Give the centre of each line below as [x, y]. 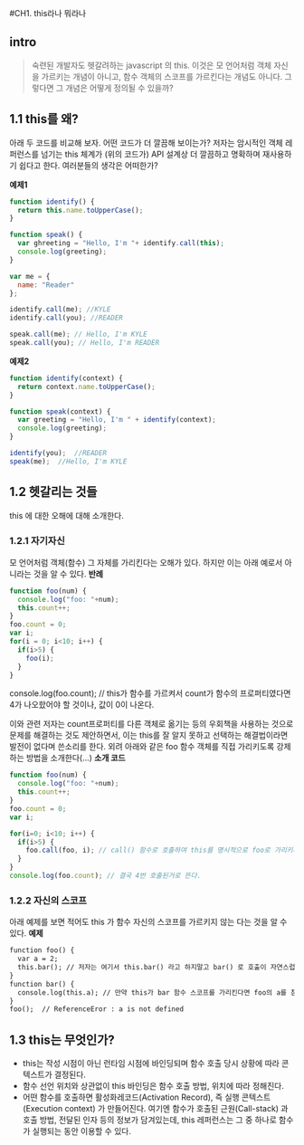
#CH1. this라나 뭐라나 [48, 13]
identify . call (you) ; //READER [66, 318]
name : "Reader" [46, 285]
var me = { [30, 276]
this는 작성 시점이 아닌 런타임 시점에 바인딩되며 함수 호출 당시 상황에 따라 [151, 1064]
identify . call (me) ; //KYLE [60, 310]
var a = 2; [38, 959]
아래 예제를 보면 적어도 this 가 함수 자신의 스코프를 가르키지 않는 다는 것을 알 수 [148, 922]
